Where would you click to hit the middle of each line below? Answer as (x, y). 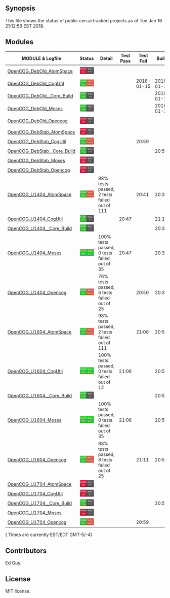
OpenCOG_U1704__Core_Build (40, 503)
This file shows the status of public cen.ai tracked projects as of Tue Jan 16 (84, 20)
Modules (19, 42)
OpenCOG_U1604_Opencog (37, 459)
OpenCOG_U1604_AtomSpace (39, 331)
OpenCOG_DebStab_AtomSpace (41, 132)
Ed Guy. (13, 563)
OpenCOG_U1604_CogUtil (35, 371)
